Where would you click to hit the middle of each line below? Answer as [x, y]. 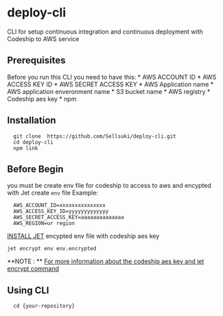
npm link [26, 148]
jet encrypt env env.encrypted [52, 249]
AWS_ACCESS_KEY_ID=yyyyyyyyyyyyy [61, 211]
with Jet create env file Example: [52, 193]
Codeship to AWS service [43, 38]
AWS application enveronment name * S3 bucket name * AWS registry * [109, 91]
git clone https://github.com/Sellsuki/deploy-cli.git [95, 136]
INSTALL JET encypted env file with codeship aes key [83, 236]
